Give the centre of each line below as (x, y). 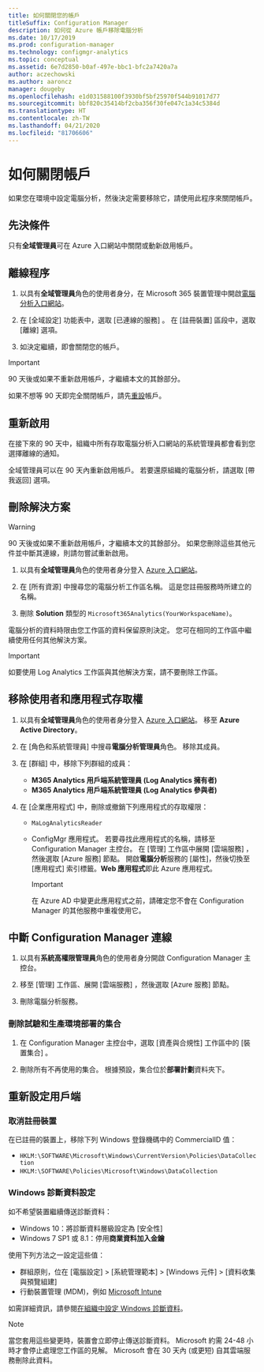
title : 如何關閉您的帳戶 (44, 15)
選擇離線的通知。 (36, 453)
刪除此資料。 (35, 1360)
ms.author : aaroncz (40, 81)
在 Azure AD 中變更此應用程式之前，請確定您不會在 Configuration (138, 900)
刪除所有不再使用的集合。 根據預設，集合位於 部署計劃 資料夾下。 (124, 1069)
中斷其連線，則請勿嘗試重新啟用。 (77, 553)
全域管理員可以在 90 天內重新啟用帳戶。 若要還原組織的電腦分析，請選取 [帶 (132, 470)
